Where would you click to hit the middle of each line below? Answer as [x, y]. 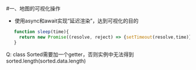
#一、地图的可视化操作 [33, 8]
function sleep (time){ [41, 32]
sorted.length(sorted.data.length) [46, 61]
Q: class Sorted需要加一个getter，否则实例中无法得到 [70, 54]
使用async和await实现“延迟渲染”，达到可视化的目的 [76, 21]
